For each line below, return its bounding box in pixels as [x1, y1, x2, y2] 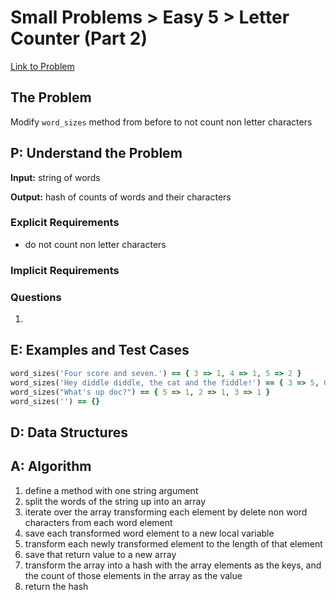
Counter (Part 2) [10, 27, 148, 50]
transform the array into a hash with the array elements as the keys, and [24, 559, 322, 571]
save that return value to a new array [24, 548, 177, 560]
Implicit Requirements [10, 263, 120, 277]
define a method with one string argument [24, 484, 199, 496]
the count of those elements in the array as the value [24, 569, 243, 581]
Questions [10, 290, 62, 304]
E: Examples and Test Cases [10, 342, 190, 359]
